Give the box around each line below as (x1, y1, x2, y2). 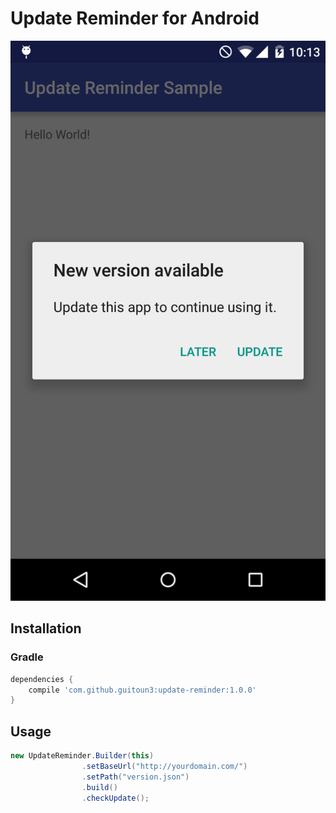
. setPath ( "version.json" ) (81, 772, 190, 782)
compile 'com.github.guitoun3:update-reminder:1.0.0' (28, 685, 257, 695)
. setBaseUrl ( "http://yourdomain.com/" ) (81, 761, 248, 771)
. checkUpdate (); (81, 793, 150, 803)
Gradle (10, 650, 44, 664)
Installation (10, 620, 82, 637)
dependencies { (10, 674, 74, 684)
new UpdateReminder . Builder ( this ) (10, 751, 155, 761)
